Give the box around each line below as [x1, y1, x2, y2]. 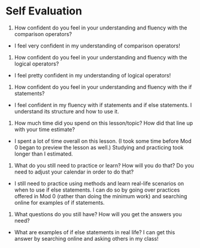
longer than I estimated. [14, 150, 73, 157]
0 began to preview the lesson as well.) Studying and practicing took [14, 144, 184, 151]
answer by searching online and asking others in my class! [14, 235, 159, 242]
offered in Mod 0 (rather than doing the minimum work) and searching [14, 192, 187, 199]
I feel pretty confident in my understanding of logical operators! [14, 71, 171, 79]
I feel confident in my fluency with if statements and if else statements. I [14, 101, 192, 109]
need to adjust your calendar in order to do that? [14, 168, 134, 175]
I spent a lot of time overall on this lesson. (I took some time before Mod [14, 137, 192, 145]
